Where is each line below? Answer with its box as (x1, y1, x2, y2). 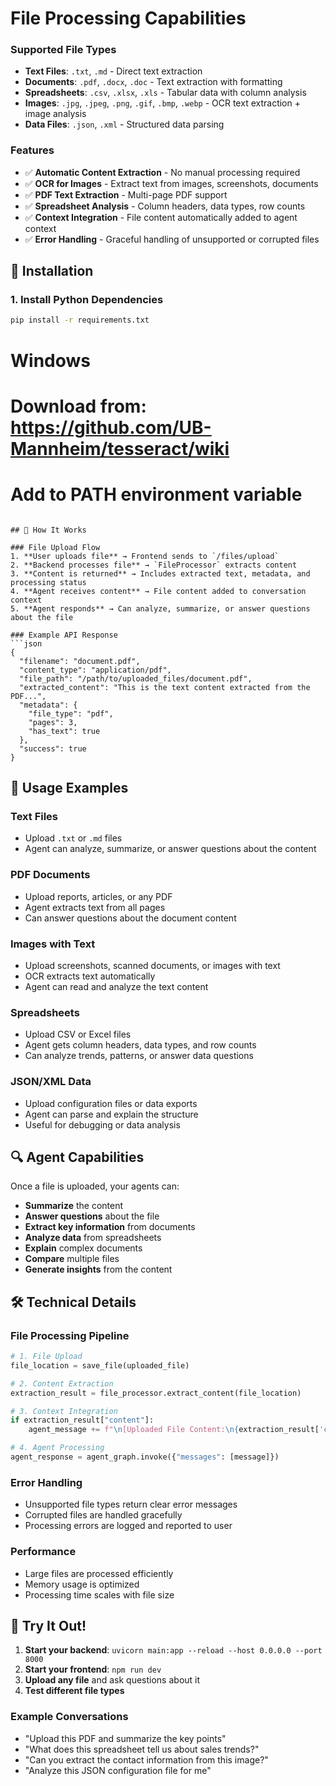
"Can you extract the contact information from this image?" (24, 1753, 269, 1766)
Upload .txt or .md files (24, 832, 123, 844)
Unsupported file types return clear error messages (24, 1498, 238, 1511)
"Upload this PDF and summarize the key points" (24, 1732, 227, 1744)
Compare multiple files (24, 1253, 120, 1265)
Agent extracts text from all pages (24, 901, 166, 913)
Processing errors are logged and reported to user (24, 1520, 233, 1532)
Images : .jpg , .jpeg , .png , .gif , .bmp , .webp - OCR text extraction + (24, 97, 301, 109)
